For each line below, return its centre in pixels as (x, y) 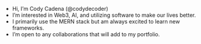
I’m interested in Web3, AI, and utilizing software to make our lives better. (104, 15)
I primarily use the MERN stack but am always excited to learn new (96, 21)
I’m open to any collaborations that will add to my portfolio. (86, 34)
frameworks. (28, 28)
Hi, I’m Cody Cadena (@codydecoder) (60, 9)
